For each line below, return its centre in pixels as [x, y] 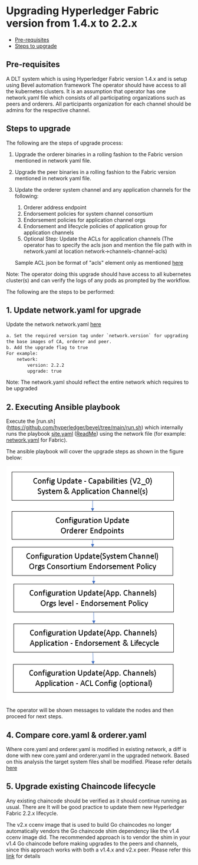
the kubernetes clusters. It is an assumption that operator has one [86, 91]
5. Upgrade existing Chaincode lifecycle [81, 786]
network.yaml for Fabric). [37, 440]
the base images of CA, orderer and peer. [59, 342]
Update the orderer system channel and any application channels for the [103, 189]
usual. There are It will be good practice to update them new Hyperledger [95, 807]
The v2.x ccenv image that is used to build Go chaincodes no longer [89, 824]
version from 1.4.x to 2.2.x [72, 23]
